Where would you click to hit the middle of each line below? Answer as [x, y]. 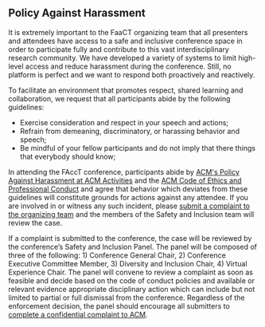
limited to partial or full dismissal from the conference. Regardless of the [127, 297]
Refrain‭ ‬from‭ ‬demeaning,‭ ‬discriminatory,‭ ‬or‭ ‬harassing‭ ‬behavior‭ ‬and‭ [130, 131]
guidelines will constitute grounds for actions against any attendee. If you [129, 197]
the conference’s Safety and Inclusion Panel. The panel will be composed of [132, 246]
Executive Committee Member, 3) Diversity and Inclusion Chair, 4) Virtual [128, 263]
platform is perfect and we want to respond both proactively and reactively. [132, 74]
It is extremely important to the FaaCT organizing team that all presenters [128, 32]
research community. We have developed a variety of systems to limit [123, 57]
